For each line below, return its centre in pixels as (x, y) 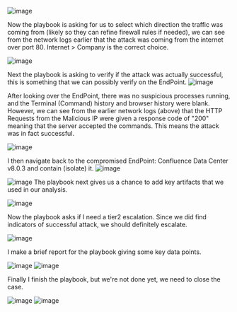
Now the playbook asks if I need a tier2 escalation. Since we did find (107, 217)
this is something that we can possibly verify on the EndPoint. (97, 82)
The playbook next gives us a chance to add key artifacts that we (129, 182)
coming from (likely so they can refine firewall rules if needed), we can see (116, 32)
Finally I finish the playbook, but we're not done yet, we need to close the (114, 279)
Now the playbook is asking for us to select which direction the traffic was (115, 24)
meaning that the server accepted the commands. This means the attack (113, 126)
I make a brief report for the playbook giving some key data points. (104, 252)
